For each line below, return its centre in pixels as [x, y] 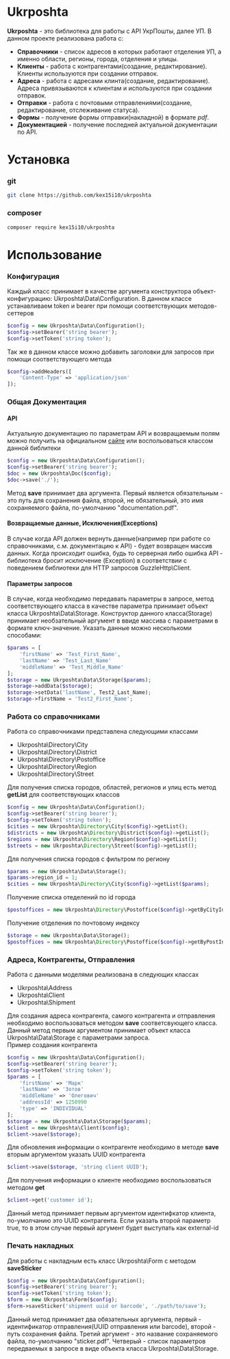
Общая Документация [47, 402]
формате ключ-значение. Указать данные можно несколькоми [100, 628]
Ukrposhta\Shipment [46, 1002]
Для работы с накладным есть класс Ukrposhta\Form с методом [102, 1261]
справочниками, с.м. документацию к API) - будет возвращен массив [110, 546]
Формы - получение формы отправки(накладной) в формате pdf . [113, 117]
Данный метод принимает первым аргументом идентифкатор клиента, [112, 1213]
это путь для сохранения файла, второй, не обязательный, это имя [105, 500]
